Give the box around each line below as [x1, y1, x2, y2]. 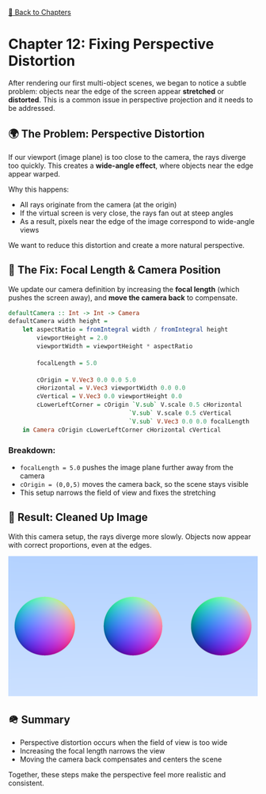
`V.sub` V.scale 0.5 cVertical [128, 409, 232, 417]
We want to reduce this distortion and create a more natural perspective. [8, 240, 245, 249]
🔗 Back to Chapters [8, 8, 71, 17]
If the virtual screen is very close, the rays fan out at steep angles [19, 208, 234, 218]
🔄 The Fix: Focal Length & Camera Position [8, 264, 222, 277]
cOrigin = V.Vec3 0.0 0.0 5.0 [36, 376, 136, 384]
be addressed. [8, 103, 55, 112]
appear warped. [8, 169, 61, 178]
